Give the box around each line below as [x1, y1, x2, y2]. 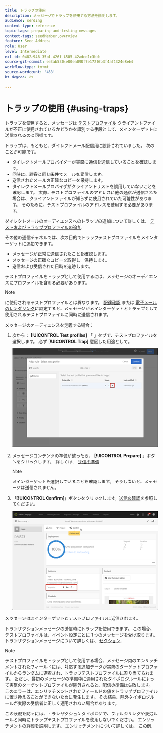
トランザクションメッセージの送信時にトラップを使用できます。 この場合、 [5, 625, 154, 631]
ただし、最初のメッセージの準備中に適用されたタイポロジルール [14, 675, 142, 682]
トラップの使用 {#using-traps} [5, 103, 129, 114]
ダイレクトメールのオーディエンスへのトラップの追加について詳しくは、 [5, 218, 149, 224]
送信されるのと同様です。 [5, 132, 56, 138]
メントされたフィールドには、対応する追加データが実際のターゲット [5, 663, 141, 670]
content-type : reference [5, 23, 55, 28]
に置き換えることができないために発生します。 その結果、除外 [5, 694, 130, 700]
